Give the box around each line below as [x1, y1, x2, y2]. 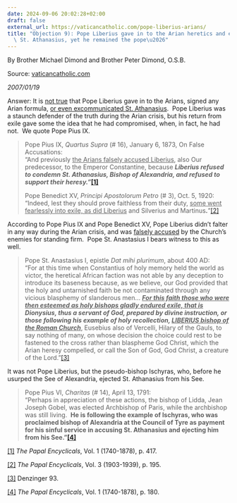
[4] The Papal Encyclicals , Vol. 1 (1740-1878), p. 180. [7, 488, 160, 497]
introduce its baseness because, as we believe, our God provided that [24, 279, 228, 287]
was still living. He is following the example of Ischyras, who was [24, 411, 219, 419]
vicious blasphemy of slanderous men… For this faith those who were [24, 294, 230, 302]
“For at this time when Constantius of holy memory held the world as [24, 263, 224, 272]
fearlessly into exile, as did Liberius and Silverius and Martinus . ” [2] [24, 206, 219, 215]
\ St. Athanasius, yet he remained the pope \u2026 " [13, 37, 169, 44]
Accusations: [24, 148, 63, 156]
